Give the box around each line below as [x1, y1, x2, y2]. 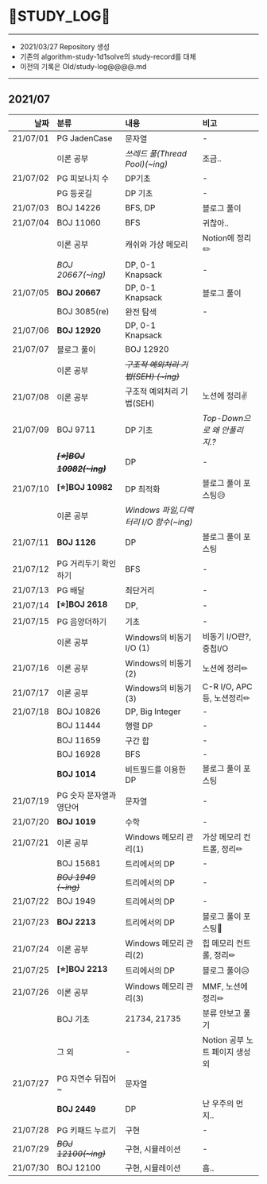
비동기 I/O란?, [202, 631, 252, 642]
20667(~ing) [56, 269, 106, 280]
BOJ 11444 [56, 719, 101, 731]
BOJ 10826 [56, 706, 101, 717]
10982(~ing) [56, 463, 106, 474]
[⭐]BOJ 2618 [56, 599, 108, 610]
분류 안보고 [202, 1008, 242, 1019]
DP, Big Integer [125, 706, 181, 717]
